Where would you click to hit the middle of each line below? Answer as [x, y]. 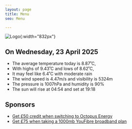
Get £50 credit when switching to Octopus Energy [62, 116]
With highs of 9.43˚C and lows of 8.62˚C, [53, 69]
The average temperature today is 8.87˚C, [54, 64]
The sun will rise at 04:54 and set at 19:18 [54, 89]
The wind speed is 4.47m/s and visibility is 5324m [62, 79]
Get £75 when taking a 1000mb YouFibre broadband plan [69, 121]
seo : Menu [15, 18]
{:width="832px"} [38, 36]
